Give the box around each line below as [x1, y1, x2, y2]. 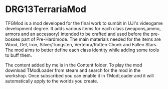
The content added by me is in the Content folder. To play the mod [5, 62, 142, 68]
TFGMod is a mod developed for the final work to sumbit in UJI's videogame [5, 20, 163, 26]
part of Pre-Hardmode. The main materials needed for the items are [21, 36, 161, 42]
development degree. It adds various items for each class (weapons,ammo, [5, 25, 161, 31]
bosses [5, 36, 21, 42]
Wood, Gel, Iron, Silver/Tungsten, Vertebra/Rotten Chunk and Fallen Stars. [5, 41, 158, 47]
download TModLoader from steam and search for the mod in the [5, 67, 141, 73]
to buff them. [5, 52, 32, 58]
